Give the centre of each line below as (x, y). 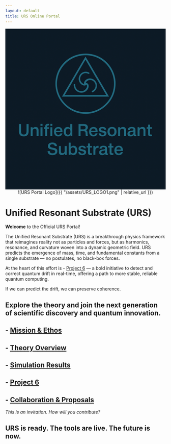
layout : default (22, 11)
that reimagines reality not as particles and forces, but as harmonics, (77, 242)
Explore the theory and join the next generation (81, 305)
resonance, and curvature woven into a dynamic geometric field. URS (78, 248)
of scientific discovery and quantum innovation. (83, 313)
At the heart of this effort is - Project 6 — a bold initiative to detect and (79, 268)
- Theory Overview (36, 348)
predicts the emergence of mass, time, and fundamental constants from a (82, 253)
